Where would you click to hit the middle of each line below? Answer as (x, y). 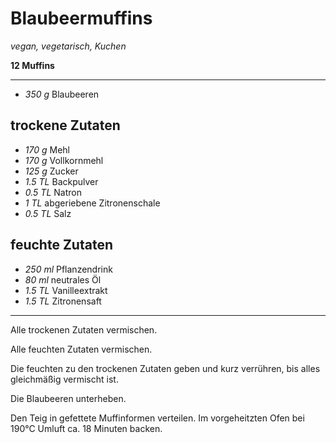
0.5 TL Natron (53, 192)
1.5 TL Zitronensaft (63, 301)
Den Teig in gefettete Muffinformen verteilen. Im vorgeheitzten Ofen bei (157, 418)
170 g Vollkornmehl (64, 160)
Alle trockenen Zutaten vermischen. (84, 329)
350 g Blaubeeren (62, 94)
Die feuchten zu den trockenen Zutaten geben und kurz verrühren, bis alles (165, 368)
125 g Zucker (51, 171)
